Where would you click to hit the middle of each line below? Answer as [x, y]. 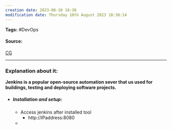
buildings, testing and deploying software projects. [61, 87]
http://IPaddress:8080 [51, 117]
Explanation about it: [31, 71]
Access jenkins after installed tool [56, 112]
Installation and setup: [37, 99]
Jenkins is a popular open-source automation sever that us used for [79, 82]
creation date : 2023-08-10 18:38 [41, 10]
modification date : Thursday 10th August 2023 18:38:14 [66, 15]
